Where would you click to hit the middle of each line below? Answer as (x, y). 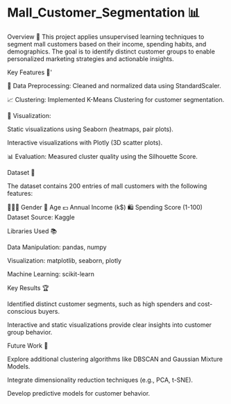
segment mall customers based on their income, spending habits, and (107, 44)
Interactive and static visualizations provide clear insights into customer (110, 325)
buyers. (49, 311)
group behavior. (30, 332)
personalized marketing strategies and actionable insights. (91, 58)
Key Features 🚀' (30, 72)
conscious (22, 311)
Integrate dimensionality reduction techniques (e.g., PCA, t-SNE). (100, 380)
